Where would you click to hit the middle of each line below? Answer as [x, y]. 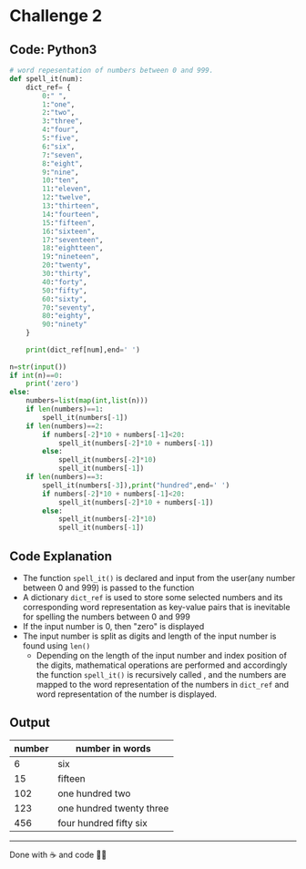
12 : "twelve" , [67, 198]
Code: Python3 [53, 50]
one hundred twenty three [113, 808]
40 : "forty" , [65, 282]
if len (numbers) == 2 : [65, 426]
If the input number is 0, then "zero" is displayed [113, 626]
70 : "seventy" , [69, 307]
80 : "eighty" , [67, 316]
